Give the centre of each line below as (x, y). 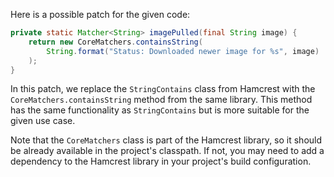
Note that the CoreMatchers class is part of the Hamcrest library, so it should (166, 140)
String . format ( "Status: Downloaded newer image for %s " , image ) (183, 51)
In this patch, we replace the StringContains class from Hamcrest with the (163, 89)
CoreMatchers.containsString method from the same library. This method (161, 100)
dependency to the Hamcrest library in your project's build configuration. (161, 161)
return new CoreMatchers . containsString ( (115, 42)
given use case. (43, 121)
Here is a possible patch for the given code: (100, 14)
